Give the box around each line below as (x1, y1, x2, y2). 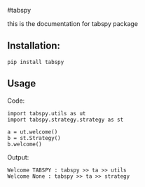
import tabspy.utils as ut (7, 110, 86, 117)
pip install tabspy (7, 58, 64, 65)
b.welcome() (7, 141, 42, 148)
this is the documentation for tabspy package (7, 20, 139, 27)
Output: (7, 153, 29, 161)
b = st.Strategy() (7, 134, 61, 141)
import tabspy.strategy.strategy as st (7, 116, 124, 123)
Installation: (7, 40, 61, 52)
